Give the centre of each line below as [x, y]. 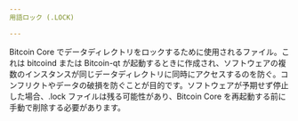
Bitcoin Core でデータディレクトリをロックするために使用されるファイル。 [145, 52]
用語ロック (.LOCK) [42, 17]
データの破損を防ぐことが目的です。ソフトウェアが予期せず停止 [172, 85]
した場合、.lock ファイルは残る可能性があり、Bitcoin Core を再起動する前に [148, 96]
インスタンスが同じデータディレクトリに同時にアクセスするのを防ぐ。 [153, 74]
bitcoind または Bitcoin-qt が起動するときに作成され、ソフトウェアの [152, 62]
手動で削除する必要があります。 [68, 107]
